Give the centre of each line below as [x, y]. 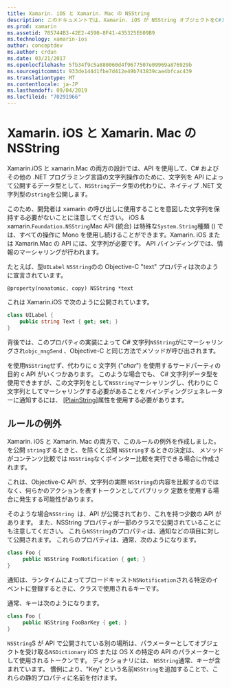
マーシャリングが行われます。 [61, 252]
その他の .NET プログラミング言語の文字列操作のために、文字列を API [106, 177]
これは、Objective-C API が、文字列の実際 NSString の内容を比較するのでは [113, 482]
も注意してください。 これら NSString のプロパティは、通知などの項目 [104, 531]
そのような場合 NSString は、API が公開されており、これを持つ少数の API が [114, 514]
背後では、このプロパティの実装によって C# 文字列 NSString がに [97, 342]
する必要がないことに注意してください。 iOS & [79, 217]
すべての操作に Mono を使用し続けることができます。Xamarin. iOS [113, 235]
